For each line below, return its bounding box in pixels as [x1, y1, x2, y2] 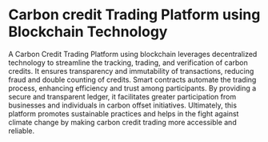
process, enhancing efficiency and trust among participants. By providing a [8, 83, 257, 93]
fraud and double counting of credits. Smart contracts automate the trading [8, 75, 257, 84]
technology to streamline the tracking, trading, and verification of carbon [8, 58, 248, 67]
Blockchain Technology [8, 22, 168, 41]
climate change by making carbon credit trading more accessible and [8, 117, 238, 127]
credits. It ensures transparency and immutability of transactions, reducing [8, 66, 254, 75]
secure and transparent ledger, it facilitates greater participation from [8, 91, 237, 101]
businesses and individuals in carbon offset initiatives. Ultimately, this [8, 100, 238, 110]
